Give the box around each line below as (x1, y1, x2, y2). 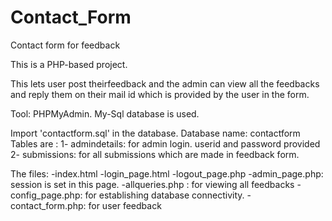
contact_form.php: (10, 199, 87, 211)
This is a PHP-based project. (10, 58, 128, 70)
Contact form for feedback (10, 39, 121, 51)
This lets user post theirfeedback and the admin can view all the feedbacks (10, 77, 320, 90)
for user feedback (88, 199, 162, 211)
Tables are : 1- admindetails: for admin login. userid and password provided (10, 137, 321, 150)
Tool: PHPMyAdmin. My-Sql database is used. (10, 107, 200, 120)
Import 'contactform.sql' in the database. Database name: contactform (10, 127, 301, 139)
